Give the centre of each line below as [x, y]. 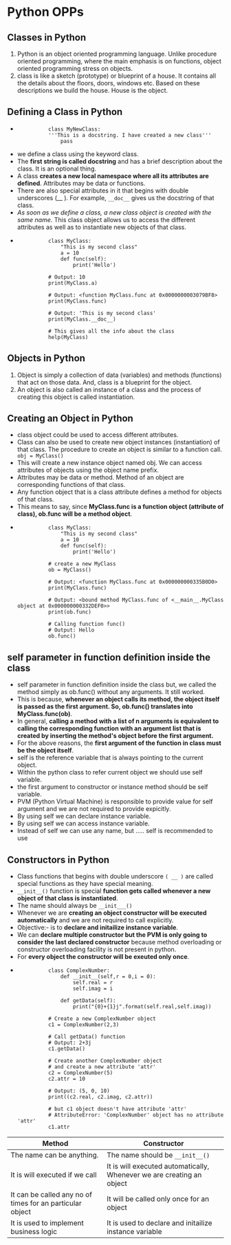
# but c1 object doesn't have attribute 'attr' [117, 1109]
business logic [34, 1232]
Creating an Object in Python [70, 419]
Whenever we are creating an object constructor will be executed [112, 913]
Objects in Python [46, 358]
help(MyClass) [68, 337]
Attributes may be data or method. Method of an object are [100, 477]
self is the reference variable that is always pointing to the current [110, 758]
